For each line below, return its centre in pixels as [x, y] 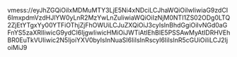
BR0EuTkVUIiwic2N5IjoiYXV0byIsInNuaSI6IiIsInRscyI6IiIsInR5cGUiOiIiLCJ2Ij [118, 40]
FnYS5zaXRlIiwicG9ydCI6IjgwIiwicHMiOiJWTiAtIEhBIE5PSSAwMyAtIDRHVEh [119, 32]
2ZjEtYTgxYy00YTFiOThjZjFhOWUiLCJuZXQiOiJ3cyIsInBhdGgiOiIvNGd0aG [117, 25]
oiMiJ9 [17, 47]
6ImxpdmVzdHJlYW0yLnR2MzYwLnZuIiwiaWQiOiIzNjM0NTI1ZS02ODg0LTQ [119, 18]
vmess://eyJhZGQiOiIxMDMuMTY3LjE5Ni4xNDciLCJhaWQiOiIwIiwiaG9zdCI [118, 10]
